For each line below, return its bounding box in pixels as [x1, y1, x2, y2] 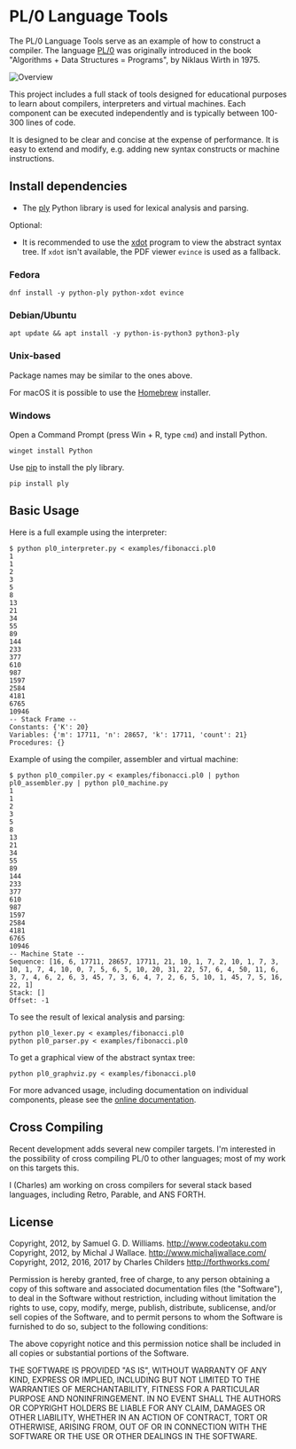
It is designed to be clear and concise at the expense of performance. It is [9, 134, 279, 145]
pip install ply [9, 479, 69, 488]
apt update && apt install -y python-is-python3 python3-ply [9, 329, 240, 338]
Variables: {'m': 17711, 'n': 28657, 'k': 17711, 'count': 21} [9, 730, 248, 739]
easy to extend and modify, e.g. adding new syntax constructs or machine [9, 144, 280, 154]
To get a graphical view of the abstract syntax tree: [9, 1051, 196, 1062]
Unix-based [9, 350, 61, 362]
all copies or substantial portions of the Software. [9, 1348, 189, 1358]
